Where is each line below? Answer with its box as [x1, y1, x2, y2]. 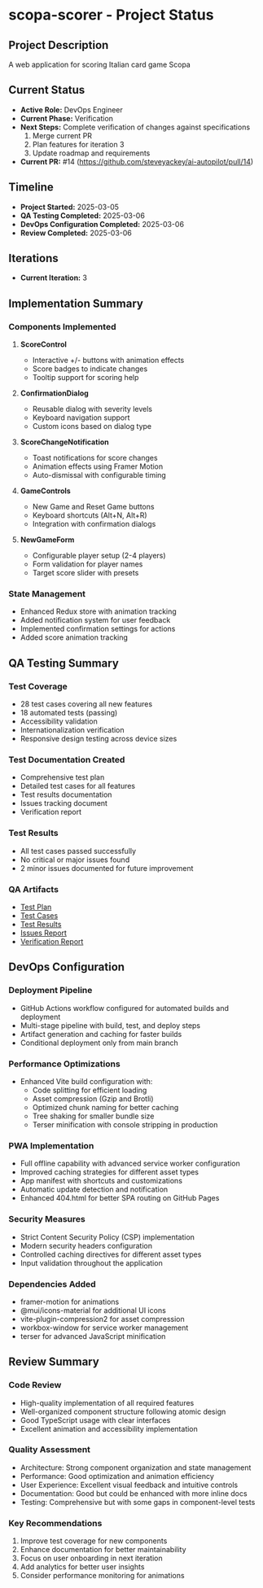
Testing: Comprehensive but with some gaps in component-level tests [20, 1497, 256, 1507]
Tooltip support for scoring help [32, 373, 139, 383]
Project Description [8, 38, 109, 52]
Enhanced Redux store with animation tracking [20, 606, 177, 616]
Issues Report [20, 928, 68, 938]
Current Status [8, 83, 85, 97]
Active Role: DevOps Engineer [20, 104, 124, 115]
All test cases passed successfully [20, 846, 137, 855]
